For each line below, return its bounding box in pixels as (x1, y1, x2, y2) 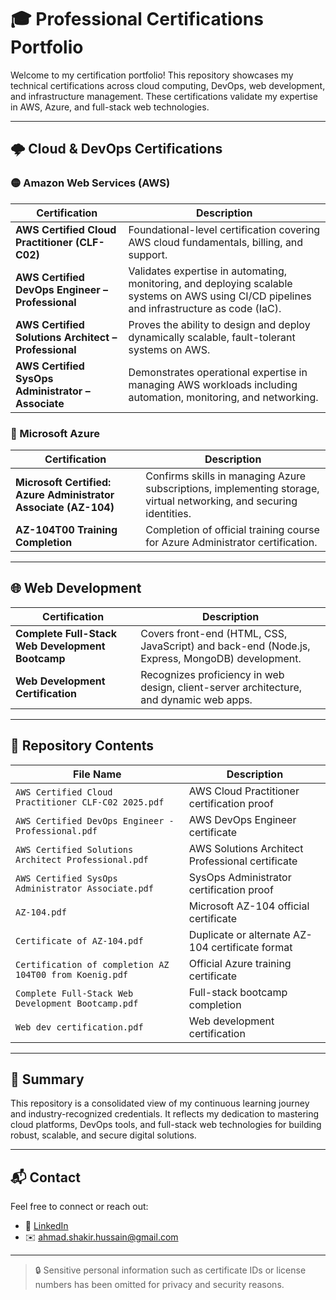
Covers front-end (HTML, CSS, (140, 626, 288, 640)
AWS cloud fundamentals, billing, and (128, 235, 304, 249)
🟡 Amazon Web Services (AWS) (10, 176, 171, 190)
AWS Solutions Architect (188, 841, 304, 855)
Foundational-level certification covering (128, 222, 321, 236)
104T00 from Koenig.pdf (15, 969, 129, 980)
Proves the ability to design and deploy (128, 317, 311, 331)
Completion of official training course (145, 522, 320, 536)
